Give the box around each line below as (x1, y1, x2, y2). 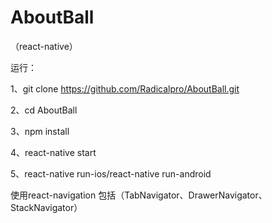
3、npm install (10, 125, 70, 137)
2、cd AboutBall (10, 104, 78, 116)
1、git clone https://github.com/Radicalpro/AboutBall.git (10, 82, 240, 95)
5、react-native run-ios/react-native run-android (10, 167, 212, 180)
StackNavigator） (10, 201, 83, 213)
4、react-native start (10, 146, 97, 158)
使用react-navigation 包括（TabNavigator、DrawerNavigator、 (10, 189, 268, 201)
